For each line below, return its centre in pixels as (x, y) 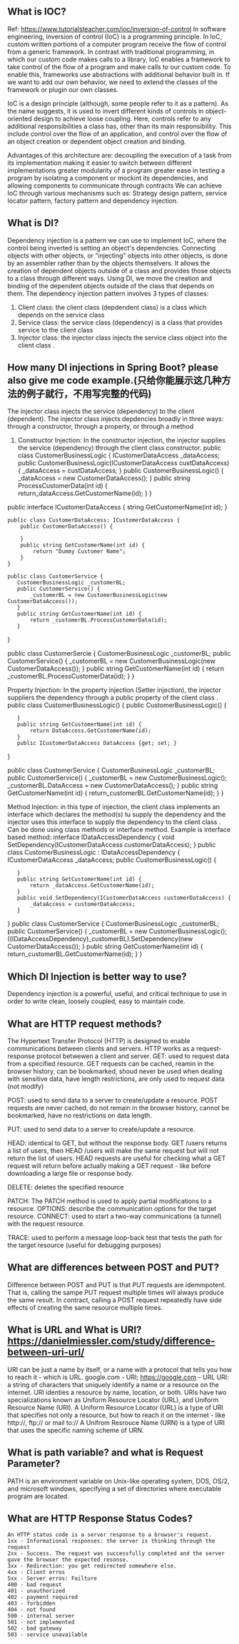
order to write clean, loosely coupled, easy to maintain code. (96, 1001)
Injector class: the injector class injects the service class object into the (122, 338)
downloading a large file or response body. (70, 1174)
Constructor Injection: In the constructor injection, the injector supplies (122, 440)
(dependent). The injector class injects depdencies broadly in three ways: (116, 419)
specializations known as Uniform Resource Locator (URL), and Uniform (113, 1400)
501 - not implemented (41, 1623)
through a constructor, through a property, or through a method (101, 427)
